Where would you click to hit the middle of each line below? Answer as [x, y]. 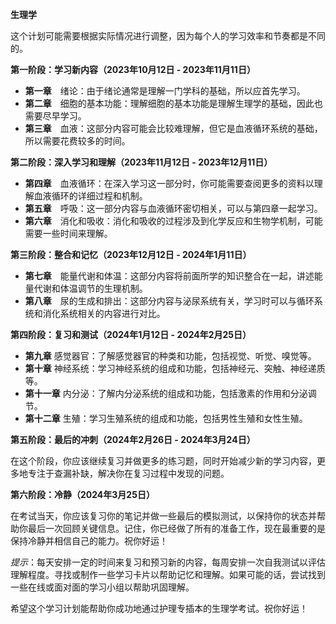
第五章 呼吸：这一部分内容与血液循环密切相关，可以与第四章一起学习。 [173, 208]
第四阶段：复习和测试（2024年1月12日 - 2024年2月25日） [131, 334]
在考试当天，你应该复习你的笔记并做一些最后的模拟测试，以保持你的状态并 [163, 516]
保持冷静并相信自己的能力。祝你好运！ [89, 541]
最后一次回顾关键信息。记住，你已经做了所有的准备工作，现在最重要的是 [176, 528]
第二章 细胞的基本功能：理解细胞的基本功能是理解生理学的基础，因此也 [173, 103]
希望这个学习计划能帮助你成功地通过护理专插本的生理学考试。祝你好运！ [159, 608]
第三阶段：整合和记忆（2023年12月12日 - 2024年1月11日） [131, 254]
